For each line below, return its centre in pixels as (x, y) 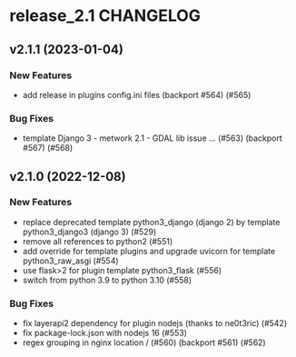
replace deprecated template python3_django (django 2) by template (151, 222)
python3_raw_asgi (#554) (71, 261)
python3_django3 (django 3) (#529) (89, 232)
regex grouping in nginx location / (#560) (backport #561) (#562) (144, 342)
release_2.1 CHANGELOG (105, 16)
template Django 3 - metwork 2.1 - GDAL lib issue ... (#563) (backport (153, 138)
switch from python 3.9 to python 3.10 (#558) (107, 280)
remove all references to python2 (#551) (98, 241)
